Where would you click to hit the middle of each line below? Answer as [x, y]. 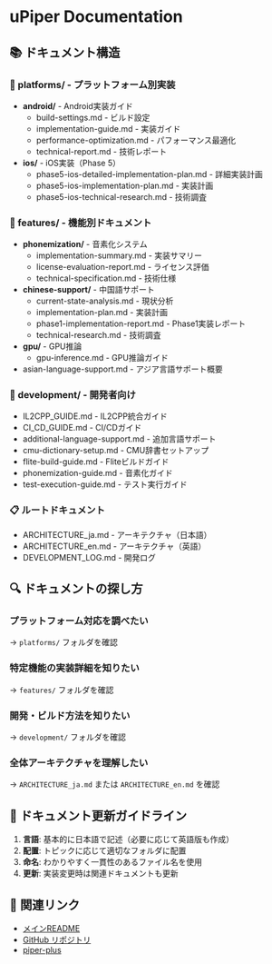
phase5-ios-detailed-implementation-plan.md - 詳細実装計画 [149, 174]
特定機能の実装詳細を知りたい [75, 668]
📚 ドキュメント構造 [65, 52]
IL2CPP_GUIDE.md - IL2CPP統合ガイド [95, 416]
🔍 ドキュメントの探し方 [76, 589]
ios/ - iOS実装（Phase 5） [71, 163]
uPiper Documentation [96, 17]
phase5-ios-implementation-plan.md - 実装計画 [125, 185]
